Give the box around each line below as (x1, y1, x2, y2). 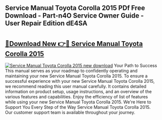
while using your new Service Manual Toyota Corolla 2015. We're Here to (5, 99, 151, 105)
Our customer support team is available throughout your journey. (5, 110, 136, 115)
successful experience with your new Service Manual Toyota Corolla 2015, (5, 78, 155, 84)
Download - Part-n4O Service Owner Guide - (5, 12, 144, 20)
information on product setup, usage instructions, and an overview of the (5, 89, 152, 95)
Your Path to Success (114, 63, 157, 68)
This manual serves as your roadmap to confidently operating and (5, 68, 138, 73)
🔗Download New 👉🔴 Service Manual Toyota (5, 39, 143, 48)
